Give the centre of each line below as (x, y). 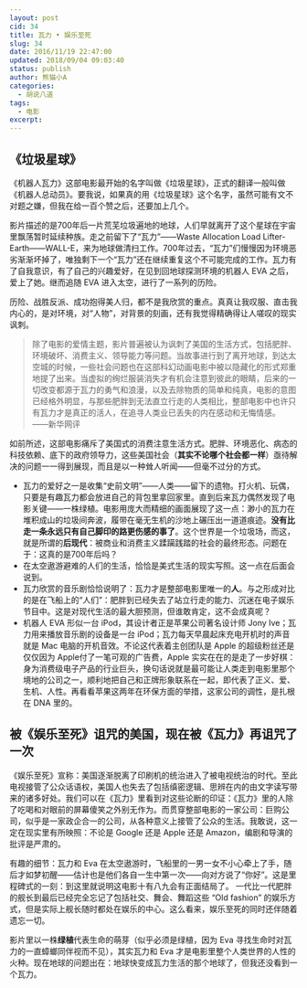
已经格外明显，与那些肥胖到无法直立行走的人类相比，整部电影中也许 (160, 401)
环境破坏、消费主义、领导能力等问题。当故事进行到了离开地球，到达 (160, 355)
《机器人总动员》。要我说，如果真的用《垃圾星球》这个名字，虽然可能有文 (148, 194)
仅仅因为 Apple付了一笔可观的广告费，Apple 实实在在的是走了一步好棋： (159, 657)
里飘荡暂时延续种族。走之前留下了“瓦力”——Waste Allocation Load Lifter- (148, 236)
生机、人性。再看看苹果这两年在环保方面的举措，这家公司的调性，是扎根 (159, 691)
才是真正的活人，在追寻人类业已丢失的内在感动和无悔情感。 (168, 412)
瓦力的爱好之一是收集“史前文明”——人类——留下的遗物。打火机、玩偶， (159, 485)
